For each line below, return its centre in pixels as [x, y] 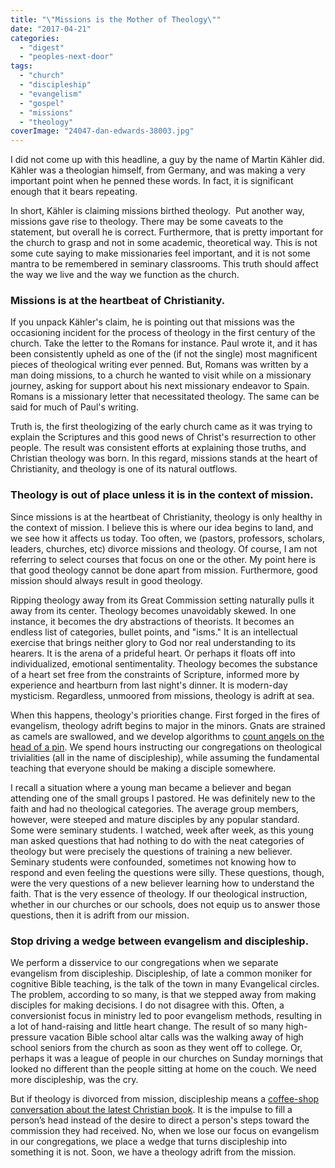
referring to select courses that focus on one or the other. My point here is [163, 559]
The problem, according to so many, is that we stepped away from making [163, 995]
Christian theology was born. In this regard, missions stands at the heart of [164, 458]
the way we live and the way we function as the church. [125, 275]
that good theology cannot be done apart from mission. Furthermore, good [164, 570]
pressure [29, 1037]
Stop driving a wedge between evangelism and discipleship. [160, 941]
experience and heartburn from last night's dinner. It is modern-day [149, 685]
